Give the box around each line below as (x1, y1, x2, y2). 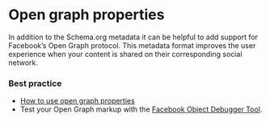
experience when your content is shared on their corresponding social (8, 49, 243, 59)
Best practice (8, 78, 62, 89)
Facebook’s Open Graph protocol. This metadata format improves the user (8, 40, 256, 50)
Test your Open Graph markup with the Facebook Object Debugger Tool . (19, 104, 263, 114)
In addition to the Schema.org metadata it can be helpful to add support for (8, 32, 259, 42)
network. (8, 58, 39, 67)
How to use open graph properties (19, 96, 135, 106)
